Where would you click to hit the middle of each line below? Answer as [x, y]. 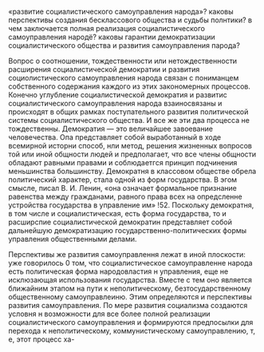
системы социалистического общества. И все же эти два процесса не [129, 120]
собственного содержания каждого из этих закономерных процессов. [130, 86]
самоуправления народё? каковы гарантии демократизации [112, 37]
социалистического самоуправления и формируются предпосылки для [131, 322]
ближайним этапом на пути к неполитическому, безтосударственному [130, 288]
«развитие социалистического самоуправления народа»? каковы [121, 12]
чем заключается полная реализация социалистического [107, 28]
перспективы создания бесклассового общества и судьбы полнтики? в [130, 20]
